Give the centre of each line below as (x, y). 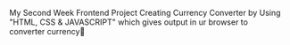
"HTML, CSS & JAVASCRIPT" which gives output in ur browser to (128, 22)
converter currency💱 (47, 31)
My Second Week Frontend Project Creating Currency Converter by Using (145, 13)
